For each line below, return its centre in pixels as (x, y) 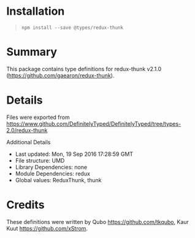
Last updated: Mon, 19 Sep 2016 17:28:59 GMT (74, 154)
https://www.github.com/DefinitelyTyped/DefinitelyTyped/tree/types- (94, 123)
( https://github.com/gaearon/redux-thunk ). (60, 75)
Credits (25, 205)
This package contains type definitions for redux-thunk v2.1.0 (84, 69)
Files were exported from (38, 117)
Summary (32, 52)
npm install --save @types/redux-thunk (72, 28)
